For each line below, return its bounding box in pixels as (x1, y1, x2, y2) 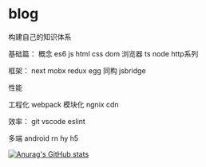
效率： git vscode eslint (8, 116, 85, 126)
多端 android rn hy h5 (8, 133, 79, 143)
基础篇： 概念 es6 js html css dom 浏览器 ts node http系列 (8, 49, 199, 58)
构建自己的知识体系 (8, 32, 72, 41)
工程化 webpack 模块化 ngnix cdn (8, 99, 119, 109)
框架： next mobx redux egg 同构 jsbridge (8, 65, 146, 76)
